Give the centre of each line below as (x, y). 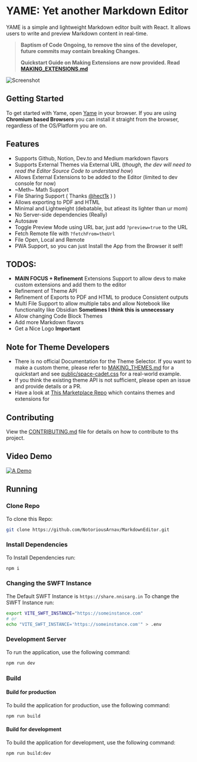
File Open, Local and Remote (50, 239)
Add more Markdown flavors (49, 322)
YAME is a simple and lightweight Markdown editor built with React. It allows (98, 27)
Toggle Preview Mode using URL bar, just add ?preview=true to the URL (101, 227)
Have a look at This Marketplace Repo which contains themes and (95, 392)
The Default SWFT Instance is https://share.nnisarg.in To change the (93, 596)
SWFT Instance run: (30, 602)
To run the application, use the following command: (68, 652)
